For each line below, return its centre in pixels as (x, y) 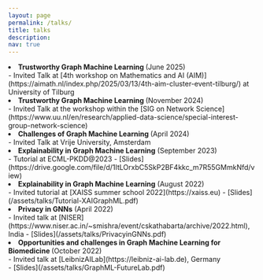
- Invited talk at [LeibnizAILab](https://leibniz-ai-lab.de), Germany (115, 260)
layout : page (30, 15)
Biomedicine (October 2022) (55, 251)
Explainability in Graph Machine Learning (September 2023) (118, 151)
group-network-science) (48, 126)
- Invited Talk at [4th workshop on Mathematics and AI (96, 76)
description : (30, 37)
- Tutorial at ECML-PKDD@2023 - (63, 159)
